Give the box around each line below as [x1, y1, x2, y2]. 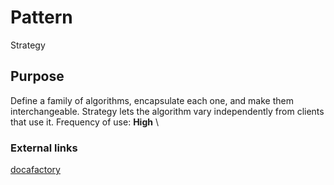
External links [10, 141, 78, 155]
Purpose [10, 68, 65, 85]
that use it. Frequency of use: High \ [10, 116, 159, 128]
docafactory [10, 164, 61, 176]
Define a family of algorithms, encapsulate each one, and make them [10, 94, 294, 106]
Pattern [10, 6, 73, 29]
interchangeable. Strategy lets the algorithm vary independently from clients [10, 105, 325, 117]
